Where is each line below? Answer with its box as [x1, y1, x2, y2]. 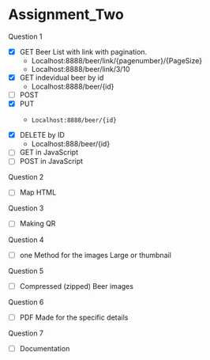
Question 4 [8, 235, 45, 244]
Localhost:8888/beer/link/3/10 [31, 65, 130, 74]
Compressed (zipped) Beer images [19, 281, 134, 290]
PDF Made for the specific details [19, 313, 129, 322]
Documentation [19, 343, 70, 353]
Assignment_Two [8, 6, 124, 24]
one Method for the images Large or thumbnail [19, 250, 172, 260]
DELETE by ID [19, 131, 65, 140]
